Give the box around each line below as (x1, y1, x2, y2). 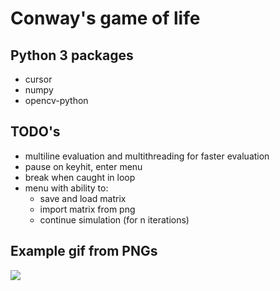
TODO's (10, 123, 61, 141)
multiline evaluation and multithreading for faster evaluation (24, 150, 270, 162)
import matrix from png (39, 203, 136, 215)
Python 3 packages (10, 47, 134, 64)
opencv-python (24, 95, 89, 106)
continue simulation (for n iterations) (39, 213, 190, 226)
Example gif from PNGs (10, 243, 158, 260)
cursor (24, 73, 53, 85)
